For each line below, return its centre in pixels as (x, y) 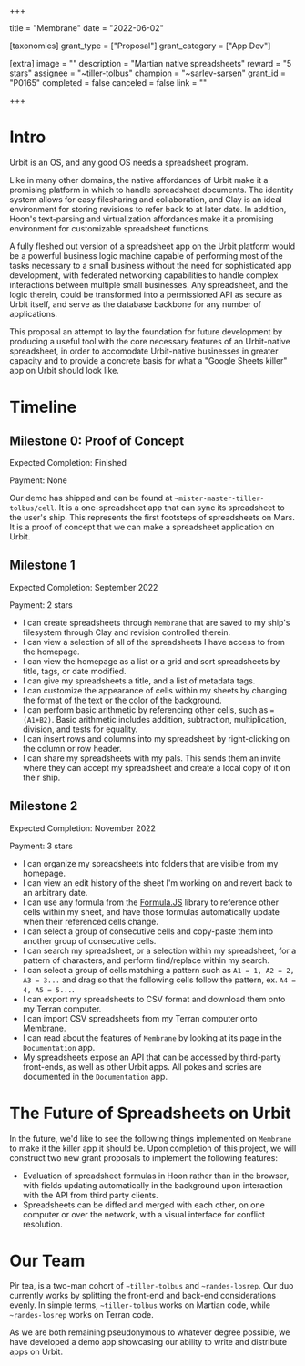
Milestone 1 (42, 565)
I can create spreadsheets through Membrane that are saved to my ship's (156, 622)
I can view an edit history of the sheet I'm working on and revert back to (158, 883)
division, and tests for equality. (80, 729)
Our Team (47, 1261)
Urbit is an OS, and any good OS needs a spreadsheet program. (129, 162)
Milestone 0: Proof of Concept (97, 441)
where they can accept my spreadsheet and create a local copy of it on (156, 767)
